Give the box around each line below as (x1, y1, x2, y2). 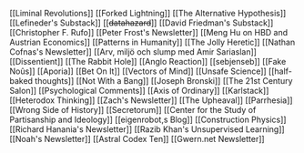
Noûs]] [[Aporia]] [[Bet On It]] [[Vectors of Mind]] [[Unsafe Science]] (9, 66, 267, 76)
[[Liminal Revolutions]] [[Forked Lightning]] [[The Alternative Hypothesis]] (9, 8, 287, 18)
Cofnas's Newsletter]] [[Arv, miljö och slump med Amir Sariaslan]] (9, 46, 258, 57)
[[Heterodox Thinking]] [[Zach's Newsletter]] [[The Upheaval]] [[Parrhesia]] (9, 95, 293, 106)
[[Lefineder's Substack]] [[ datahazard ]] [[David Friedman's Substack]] (9, 17, 274, 28)
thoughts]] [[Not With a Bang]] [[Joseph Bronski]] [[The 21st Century (35, 76, 293, 86)
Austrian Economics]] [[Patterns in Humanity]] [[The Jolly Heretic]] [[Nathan (9, 36, 296, 47)
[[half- (268, 66, 293, 76)
